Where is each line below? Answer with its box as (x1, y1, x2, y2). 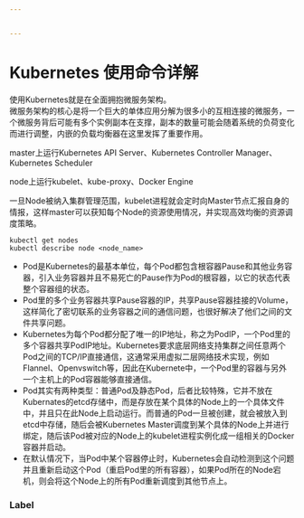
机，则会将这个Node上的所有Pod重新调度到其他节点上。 (22, 476, 233, 486)
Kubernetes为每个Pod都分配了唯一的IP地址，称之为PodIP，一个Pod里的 (22, 328, 291, 339)
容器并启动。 (22, 441, 71, 452)
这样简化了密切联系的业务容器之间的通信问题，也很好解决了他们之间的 (22, 306, 285, 316)
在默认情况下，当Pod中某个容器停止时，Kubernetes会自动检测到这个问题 (22, 453, 295, 464)
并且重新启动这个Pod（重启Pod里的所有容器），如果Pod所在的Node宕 (22, 464, 281, 475)
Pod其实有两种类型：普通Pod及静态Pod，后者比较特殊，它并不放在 (22, 385, 273, 396)
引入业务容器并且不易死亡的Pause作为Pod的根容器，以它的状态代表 (38, 272, 291, 283)
